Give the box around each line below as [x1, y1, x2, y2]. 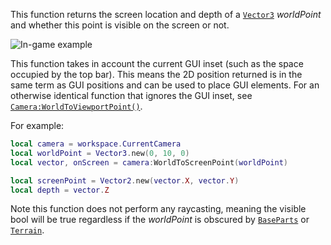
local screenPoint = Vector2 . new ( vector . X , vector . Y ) [10, 175, 240, 186]
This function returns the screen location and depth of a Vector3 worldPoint [10, 9, 322, 20]
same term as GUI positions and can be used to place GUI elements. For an [10, 79, 320, 91]
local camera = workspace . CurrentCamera [10, 139, 182, 149]
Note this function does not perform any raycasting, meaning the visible [10, 203, 307, 215]
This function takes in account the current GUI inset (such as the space [10, 58, 304, 69]
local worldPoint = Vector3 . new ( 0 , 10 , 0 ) [10, 148, 190, 158]
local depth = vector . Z [10, 185, 110, 195]
